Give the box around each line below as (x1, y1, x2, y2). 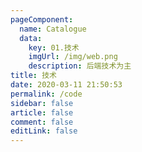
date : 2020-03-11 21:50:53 (10, 80, 123, 90)
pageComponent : (10, 14, 74, 25)
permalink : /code (10, 89, 83, 99)
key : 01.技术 (28, 42, 80, 53)
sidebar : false (10, 98, 74, 108)
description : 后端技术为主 (28, 61, 132, 71)
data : (19, 33, 43, 43)
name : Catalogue (19, 24, 87, 34)
